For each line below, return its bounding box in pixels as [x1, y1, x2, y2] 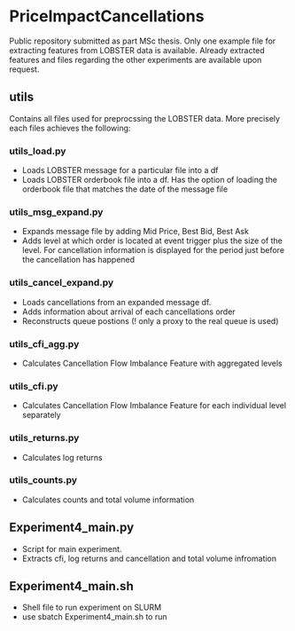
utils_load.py [9, 145, 66, 157]
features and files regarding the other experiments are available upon [9, 54, 262, 65]
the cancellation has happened [21, 255, 136, 265]
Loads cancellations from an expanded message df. [21, 296, 212, 307]
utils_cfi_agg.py [9, 337, 80, 350]
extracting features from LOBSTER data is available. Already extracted [9, 44, 266, 55]
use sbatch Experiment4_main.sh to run [21, 611, 167, 622]
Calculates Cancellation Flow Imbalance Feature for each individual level [21, 400, 286, 411]
